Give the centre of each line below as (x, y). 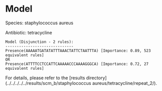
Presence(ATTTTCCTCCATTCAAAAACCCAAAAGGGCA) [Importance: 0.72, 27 (77, 64)
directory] (96, 78)
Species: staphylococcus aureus (39, 23)
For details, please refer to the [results (45, 78)
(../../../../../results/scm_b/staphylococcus (48, 83)
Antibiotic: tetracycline (29, 32)
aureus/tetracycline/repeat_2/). (125, 83)
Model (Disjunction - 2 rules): (39, 42)
